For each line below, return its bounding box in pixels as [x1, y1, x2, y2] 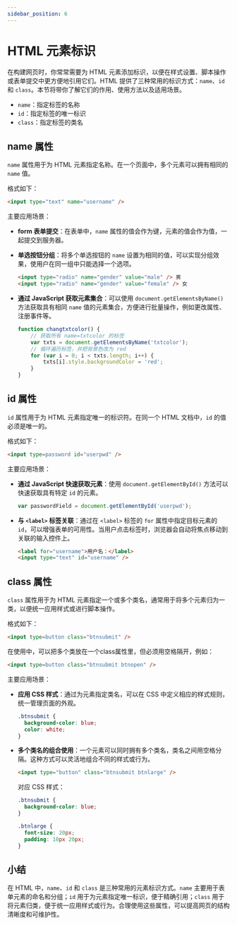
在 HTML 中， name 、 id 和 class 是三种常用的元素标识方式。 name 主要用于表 [7, 883, 226, 893]
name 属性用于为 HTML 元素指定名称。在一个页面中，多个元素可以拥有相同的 [7, 160, 229, 169]
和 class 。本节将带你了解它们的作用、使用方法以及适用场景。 [7, 85, 186, 94]
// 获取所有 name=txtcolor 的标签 [30, 332, 125, 339]
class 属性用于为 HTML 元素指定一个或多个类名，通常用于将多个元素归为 [7, 595, 219, 604]
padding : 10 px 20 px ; [24, 835, 85, 843]
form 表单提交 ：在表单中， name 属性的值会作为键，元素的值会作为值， [17, 227, 221, 236]
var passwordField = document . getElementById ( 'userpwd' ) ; [17, 502, 192, 509]
